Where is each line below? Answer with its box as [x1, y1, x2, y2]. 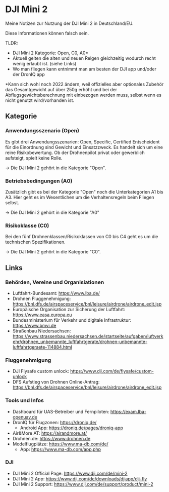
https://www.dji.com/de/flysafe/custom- [70, 368, 154, 374]
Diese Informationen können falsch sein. [5, 30, 89, 36]
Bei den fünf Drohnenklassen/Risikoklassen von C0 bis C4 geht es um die [5, 234, 158, 240]
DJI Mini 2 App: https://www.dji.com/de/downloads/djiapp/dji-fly [12, 475, 147, 482]
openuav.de [12, 414, 38, 420]
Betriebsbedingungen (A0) [5, 177, 73, 184]
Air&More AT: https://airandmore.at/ [12, 430, 87, 436]
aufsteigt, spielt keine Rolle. [5, 155, 63, 161]
